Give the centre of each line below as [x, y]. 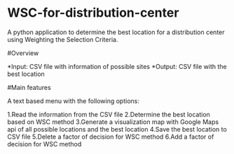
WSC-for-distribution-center [93, 13]
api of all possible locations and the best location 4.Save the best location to [117, 129]
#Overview [23, 53]
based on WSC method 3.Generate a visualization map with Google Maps [113, 122]
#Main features [29, 87]
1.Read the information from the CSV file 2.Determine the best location [109, 114]
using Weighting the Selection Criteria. [63, 39]
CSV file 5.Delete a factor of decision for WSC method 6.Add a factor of [111, 137]
